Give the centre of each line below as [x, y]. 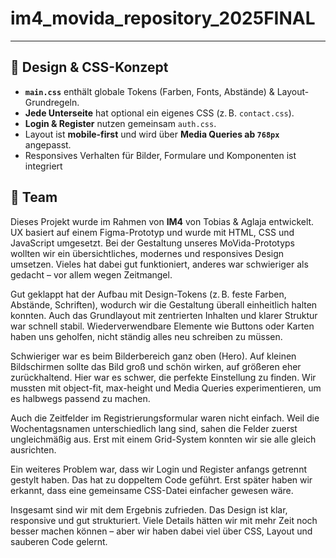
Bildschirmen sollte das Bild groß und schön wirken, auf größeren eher [156, 366]
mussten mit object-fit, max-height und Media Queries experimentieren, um [166, 388]
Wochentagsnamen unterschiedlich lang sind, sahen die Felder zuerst [154, 428]
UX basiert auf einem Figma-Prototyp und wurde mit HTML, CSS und [152, 232]
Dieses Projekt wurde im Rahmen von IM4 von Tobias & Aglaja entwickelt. [162, 221]
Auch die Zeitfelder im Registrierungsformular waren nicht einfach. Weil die [165, 418]
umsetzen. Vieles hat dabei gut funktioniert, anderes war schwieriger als [159, 264]
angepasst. [48, 144]
